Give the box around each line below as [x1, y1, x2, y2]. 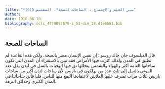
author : [5, 12, 21, 17]
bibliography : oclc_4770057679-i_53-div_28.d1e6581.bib [5, 21, 123, 26]
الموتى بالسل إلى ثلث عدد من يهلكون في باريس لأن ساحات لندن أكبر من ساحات [5, 68, 153, 74]
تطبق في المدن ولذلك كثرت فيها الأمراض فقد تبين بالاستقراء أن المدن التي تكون [5, 58, 152, 63]
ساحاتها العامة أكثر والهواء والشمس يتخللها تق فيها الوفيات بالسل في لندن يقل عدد [5, 62, 156, 69]
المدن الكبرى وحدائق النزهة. [5, 78, 57, 84]
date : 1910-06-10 [5, 16, 41, 21]
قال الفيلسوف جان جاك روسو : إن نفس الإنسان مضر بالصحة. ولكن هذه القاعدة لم [5, 52, 155, 58]
